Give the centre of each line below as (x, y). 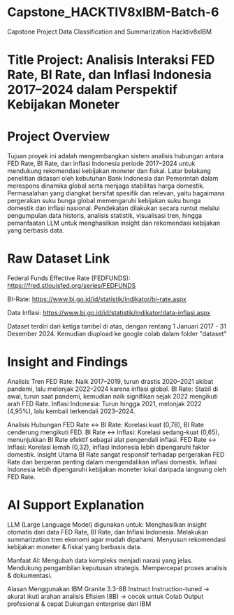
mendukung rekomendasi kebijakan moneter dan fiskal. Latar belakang (109, 171)
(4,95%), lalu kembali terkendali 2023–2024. (71, 411)
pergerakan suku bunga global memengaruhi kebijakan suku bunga (104, 201)
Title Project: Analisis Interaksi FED (111, 60)
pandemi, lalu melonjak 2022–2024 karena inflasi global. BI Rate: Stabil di (113, 389)
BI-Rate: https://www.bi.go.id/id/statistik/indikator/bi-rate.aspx (97, 299)
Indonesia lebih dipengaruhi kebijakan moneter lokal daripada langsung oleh (117, 469)
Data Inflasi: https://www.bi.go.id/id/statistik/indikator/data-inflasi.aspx (109, 313)
